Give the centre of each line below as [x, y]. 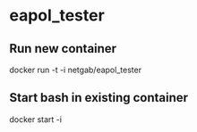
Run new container [63, 49]
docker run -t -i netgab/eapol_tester [75, 70]
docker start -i [36, 119]
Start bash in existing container [99, 98]
